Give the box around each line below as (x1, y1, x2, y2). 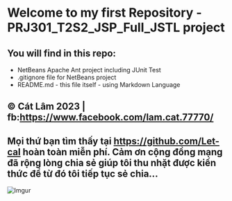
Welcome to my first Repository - (7, 5, 203, 21)
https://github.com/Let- (113, 135, 220, 147)
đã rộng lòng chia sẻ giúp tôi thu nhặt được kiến (7, 156, 217, 168)
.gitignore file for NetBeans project (17, 73, 117, 81)
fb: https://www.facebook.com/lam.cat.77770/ (7, 111, 214, 123)
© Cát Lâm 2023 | (7, 101, 85, 113)
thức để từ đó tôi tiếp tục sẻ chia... (7, 168, 158, 179)
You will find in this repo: (7, 47, 117, 59)
